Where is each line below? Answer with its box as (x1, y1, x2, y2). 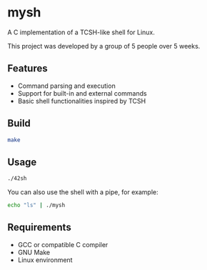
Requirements (7, 221, 71, 234)
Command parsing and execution (17, 81, 116, 90)
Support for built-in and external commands (17, 89, 148, 97)
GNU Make (17, 248, 51, 256)
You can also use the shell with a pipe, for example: (7, 188, 158, 196)
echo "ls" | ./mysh (7, 201, 66, 209)
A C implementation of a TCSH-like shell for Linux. (7, 28, 156, 36)
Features (7, 62, 48, 75)
